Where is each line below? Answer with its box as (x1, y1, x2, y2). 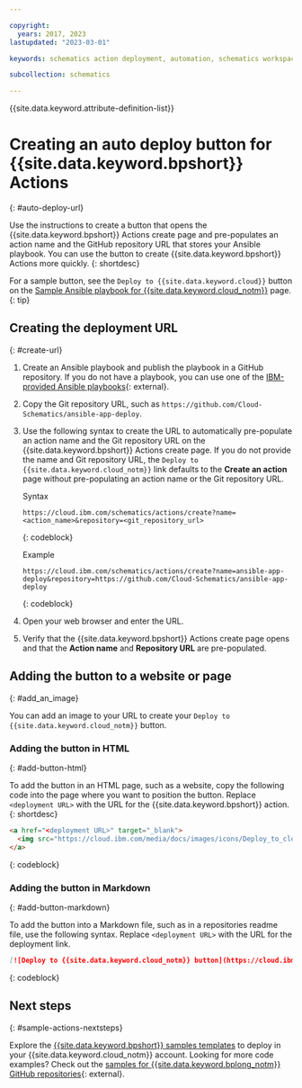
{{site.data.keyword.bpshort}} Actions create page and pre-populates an (9, 229, 279, 240)
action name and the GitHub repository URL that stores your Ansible (9, 239, 261, 250)
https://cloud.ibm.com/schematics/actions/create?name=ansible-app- (22, 566, 285, 576)
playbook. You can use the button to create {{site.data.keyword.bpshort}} (9, 248, 281, 259)
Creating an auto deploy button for (9, 134, 272, 155)
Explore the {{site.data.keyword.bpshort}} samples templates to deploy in (9, 1039, 281, 1050)
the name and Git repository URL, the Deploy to (22, 454, 200, 464)
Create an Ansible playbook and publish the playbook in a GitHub (22, 362, 264, 373)
